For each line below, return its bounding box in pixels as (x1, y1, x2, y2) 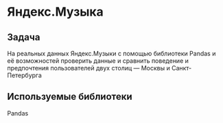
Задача (7, 31, 40, 43)
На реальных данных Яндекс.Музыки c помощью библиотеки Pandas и (7, 49, 216, 57)
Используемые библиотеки (7, 91, 132, 102)
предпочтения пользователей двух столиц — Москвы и (7, 64, 170, 72)
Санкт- (171, 64, 192, 72)
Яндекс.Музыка (7, 4, 104, 20)
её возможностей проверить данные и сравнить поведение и (7, 57, 189, 65)
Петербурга (7, 71, 43, 79)
